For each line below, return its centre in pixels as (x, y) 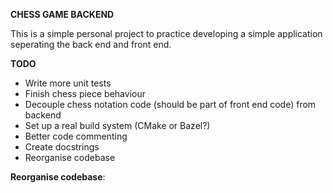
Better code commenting (76, 136)
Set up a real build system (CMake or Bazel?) (117, 125)
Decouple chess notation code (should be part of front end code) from (170, 104)
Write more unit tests (68, 83)
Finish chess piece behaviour (85, 93)
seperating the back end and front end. (91, 44)
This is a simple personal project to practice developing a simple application (166, 33)
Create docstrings (62, 147)
